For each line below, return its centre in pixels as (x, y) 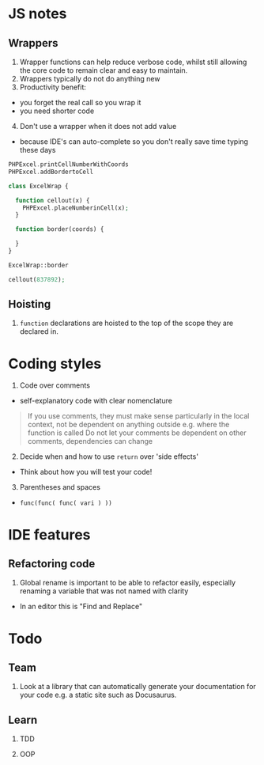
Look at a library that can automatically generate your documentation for (138, 687)
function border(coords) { (60, 229)
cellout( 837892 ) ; (37, 279)
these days (38, 150)
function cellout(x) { (53, 200)
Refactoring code (52, 564)
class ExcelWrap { (38, 186)
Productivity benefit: (53, 87)
